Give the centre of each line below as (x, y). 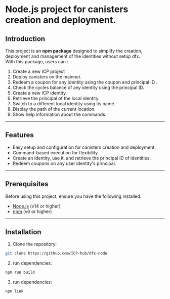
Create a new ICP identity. (40, 93)
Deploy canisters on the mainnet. (47, 77)
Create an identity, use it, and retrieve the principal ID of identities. (81, 158)
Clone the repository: (35, 244)
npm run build (20, 272)
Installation (23, 232)
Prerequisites (27, 184)
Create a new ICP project (39, 71)
